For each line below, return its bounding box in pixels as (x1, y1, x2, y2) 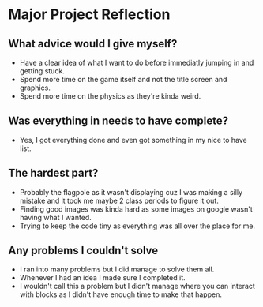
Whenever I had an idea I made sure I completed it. (19, 273, 186, 283)
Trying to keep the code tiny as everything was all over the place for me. (19, 221, 255, 230)
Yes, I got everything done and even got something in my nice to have (19, 135, 247, 144)
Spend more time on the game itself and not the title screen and (19, 75, 227, 84)
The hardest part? (8, 167, 99, 180)
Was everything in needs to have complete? (8, 114, 229, 128)
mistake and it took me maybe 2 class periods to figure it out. (19, 196, 219, 205)
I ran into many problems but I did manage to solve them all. (19, 264, 215, 274)
